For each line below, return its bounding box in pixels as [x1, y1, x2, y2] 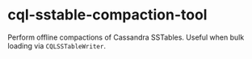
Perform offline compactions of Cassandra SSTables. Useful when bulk [7, 32, 245, 42]
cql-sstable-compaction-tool [7, 6, 208, 24]
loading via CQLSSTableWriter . [7, 40, 107, 50]
